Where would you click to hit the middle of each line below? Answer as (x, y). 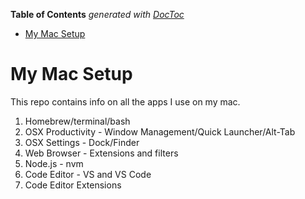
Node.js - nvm (54, 163)
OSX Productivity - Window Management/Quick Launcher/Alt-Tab (160, 131)
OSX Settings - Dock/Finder (82, 142)
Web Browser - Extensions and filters (101, 153)
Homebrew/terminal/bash (77, 121)
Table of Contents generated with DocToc (97, 14)
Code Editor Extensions (73, 185)
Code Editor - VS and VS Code (88, 174)
